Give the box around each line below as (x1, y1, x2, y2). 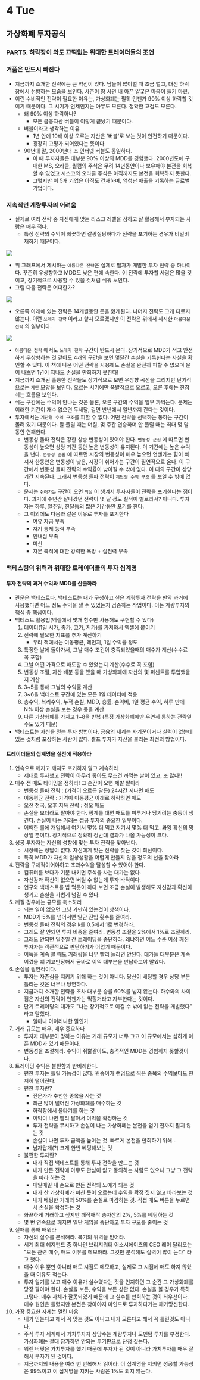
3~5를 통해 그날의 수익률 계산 (23, 683, 93, 691)
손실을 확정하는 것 (39, 1204, 81, 1211)
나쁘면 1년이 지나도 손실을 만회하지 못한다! (21, 369, 119, 376)
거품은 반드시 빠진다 (6, 66, 60, 74)
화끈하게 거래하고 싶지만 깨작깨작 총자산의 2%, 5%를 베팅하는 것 (23, 1211, 174, 1219)
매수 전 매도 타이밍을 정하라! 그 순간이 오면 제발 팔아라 (14, 780, 140, 787)
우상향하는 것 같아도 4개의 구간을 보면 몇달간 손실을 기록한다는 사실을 (26, 354, 187, 361)
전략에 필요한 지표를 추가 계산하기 (23, 631, 102, 638)
